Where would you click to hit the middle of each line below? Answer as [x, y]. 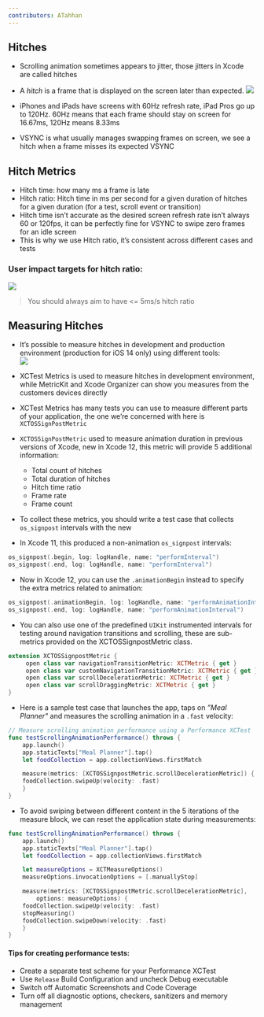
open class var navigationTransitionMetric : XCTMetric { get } [131, 663]
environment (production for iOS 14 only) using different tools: [120, 353]
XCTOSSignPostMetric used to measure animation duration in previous [131, 438]
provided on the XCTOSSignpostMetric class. [119, 642]
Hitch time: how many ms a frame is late [84, 190]
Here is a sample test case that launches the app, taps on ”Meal [123, 708]
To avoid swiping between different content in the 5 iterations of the [129, 811]
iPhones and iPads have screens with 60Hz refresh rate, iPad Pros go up [137, 106]
